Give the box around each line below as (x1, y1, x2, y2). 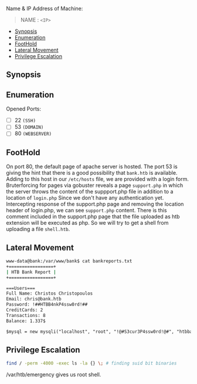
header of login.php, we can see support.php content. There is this (6, 207, 167, 214)
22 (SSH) (14, 117, 36, 124)
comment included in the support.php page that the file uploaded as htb (6, 213, 180, 220)
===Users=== (6, 285, 35, 291)
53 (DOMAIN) (14, 123, 44, 131)
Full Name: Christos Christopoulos (6, 290, 93, 296)
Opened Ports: (6, 105, 41, 112)
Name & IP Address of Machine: (6, 5, 83, 12)
